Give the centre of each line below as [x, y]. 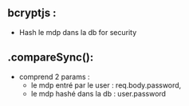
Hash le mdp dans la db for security [78, 32]
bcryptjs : [32, 13]
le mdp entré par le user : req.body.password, [106, 85]
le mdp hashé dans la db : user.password [98, 93]
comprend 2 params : [54, 77]
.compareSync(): [51, 58]
